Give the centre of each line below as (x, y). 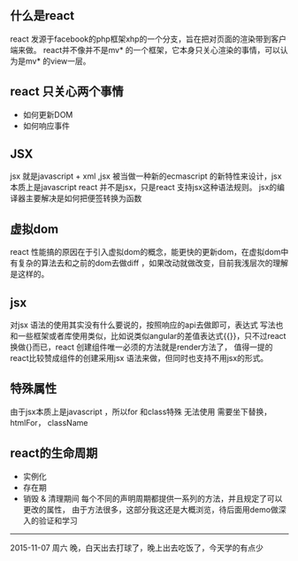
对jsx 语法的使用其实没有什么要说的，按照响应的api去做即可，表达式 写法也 (147, 325)
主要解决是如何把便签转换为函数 (84, 198)
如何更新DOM (48, 114)
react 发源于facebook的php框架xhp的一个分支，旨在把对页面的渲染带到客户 (148, 39)
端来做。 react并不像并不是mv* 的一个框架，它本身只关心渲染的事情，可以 (145, 50)
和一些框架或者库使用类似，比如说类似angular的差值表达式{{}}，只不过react (148, 336)
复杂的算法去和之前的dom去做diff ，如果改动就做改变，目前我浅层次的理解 (153, 263)
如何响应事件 (46, 126)
